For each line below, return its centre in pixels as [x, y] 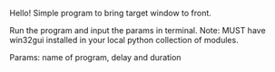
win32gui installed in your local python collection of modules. [124, 40]
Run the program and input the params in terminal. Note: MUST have [137, 30]
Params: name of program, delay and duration [95, 57]
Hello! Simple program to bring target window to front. [110, 13]
